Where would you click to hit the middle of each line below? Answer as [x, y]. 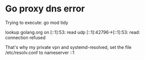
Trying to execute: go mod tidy [37, 22]
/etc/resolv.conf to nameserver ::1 [40, 52]
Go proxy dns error [45, 9]
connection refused [25, 37]
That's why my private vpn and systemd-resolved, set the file [68, 47]
